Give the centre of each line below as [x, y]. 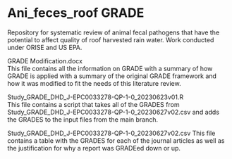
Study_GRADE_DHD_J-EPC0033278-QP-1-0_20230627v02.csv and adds [114, 112]
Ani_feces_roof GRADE [76, 13]
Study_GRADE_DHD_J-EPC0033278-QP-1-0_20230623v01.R [96, 97]
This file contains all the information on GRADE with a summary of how [110, 68]
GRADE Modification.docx [45, 61]
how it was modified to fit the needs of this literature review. [94, 83]
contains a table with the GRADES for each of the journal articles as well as [116, 140]
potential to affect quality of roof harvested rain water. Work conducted [111, 39]
